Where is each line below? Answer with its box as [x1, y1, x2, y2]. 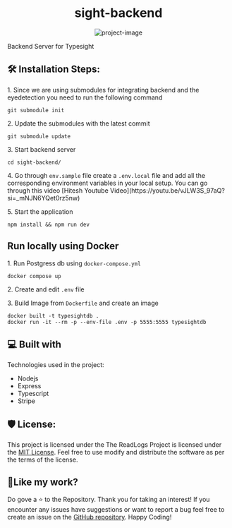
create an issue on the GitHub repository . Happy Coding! [7, 513, 172, 521]
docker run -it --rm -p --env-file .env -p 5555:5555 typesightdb [7, 318, 207, 325]
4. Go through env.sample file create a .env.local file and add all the [7, 171, 206, 179]
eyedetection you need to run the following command [7, 93, 163, 102]
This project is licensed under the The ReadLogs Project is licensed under [7, 440, 222, 449]
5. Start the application [7, 207, 73, 216]
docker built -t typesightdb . [7, 312, 99, 319]
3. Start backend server [7, 145, 76, 153]
